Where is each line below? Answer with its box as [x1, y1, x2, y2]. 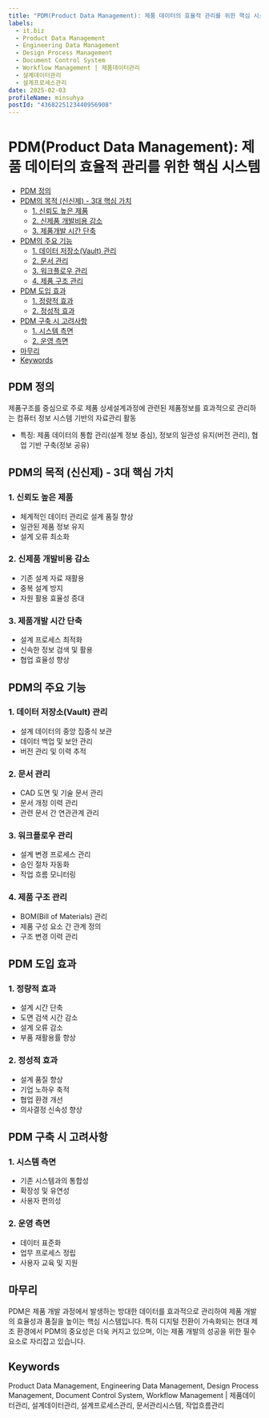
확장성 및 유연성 [19, 1186, 70, 1195]
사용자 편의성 [19, 1196, 62, 1206]
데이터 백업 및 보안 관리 [19, 736, 94, 745]
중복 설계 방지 [19, 583, 63, 593]
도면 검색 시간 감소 [19, 1013, 78, 1022]
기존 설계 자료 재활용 [19, 573, 85, 583]
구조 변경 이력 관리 [19, 931, 78, 941]
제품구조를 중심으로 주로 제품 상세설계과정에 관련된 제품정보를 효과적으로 [8, 403, 235, 412]
